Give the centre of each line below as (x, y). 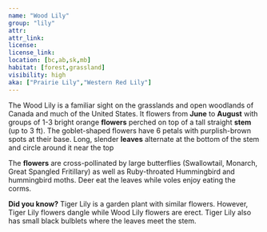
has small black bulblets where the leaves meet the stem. (103, 221)
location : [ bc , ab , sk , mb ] (50, 61)
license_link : (32, 53)
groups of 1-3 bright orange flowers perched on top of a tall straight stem (130, 122)
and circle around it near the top (61, 147)
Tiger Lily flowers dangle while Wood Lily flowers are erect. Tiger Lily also (130, 212)
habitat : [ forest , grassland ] (57, 68)
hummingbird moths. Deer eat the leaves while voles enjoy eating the (122, 179)
